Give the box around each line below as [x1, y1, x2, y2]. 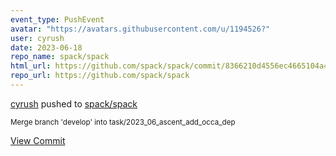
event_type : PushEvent [10, 14, 105, 25]
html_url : [10, 61, 52, 71]
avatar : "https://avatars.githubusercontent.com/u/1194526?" [10, 24, 271, 34]
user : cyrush [10, 33, 65, 43]
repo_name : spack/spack [10, 52, 110, 62]
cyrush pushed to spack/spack [10, 97, 138, 110]
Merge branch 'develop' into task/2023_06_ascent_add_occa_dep [10, 117, 236, 127]
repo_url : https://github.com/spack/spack [10, 71, 190, 81]
